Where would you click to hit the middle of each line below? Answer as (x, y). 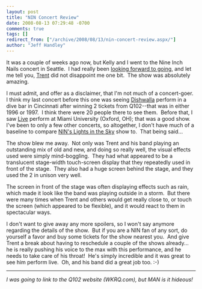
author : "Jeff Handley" (36, 46)
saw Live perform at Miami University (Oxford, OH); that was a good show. (98, 118)
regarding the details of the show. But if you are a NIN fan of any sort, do (97, 230)
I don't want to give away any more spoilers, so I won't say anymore (90, 224)
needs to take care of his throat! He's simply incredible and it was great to (98, 255)
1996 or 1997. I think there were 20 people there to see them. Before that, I (99, 112)
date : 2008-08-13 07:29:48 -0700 (48, 23)
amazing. (17, 81)
